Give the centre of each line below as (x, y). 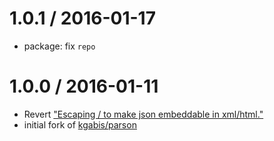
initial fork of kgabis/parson (80, 124)
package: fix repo (59, 46)
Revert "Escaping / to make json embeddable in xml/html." (143, 114)
